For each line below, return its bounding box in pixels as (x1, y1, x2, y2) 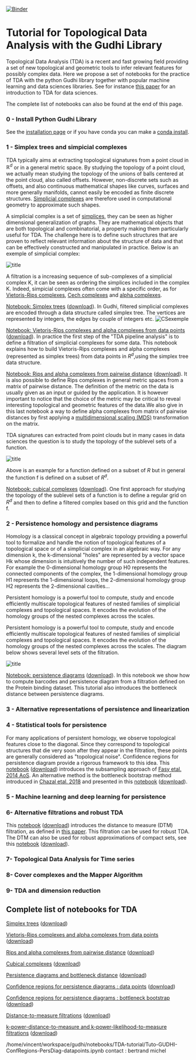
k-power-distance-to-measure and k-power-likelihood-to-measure (6, 1024, 167, 1031)
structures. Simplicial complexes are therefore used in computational (6, 195, 172, 202)
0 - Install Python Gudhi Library (6, 115, 97, 123)
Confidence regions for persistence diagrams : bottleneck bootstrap (6, 994, 170, 1001)
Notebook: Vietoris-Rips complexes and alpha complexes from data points (6, 327, 185, 334)
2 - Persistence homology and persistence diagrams (6, 520, 159, 528)
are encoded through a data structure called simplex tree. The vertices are (6, 309, 185, 316)
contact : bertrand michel (105, 1047, 167, 1054)
